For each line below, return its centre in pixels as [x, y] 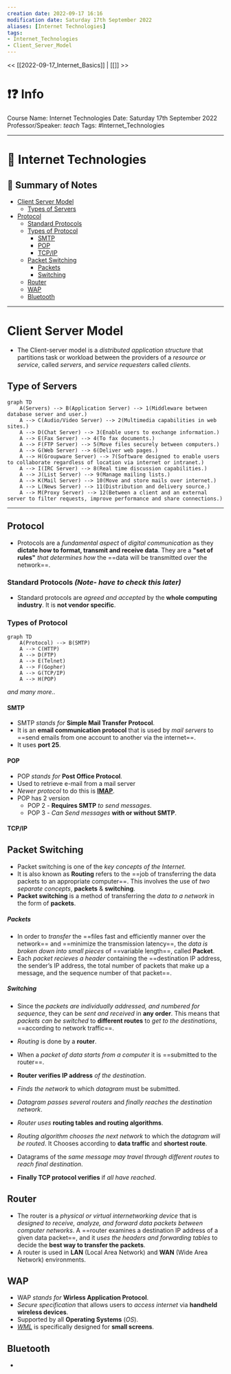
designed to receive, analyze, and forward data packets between [110, 1222]
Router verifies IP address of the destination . [81, 1075]
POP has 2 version [43, 798]
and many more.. [31, 692]
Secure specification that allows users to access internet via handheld [117, 1305]
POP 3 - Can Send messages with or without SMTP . [102, 813]
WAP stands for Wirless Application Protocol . [83, 1298]
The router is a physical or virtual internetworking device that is [107, 1216]
